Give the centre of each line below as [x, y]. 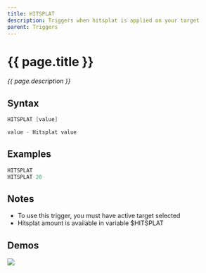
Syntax [23, 103]
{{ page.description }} [39, 81]
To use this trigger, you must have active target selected [99, 216]
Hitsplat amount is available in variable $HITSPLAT [90, 223]
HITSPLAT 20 [25, 177]
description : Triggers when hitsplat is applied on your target [103, 20]
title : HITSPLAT [31, 14]
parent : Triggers [33, 27]
